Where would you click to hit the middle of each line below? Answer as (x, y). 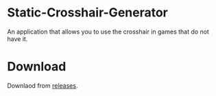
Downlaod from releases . (43, 85)
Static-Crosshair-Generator (87, 13)
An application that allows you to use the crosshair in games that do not (108, 32)
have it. (17, 38)
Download (37, 67)
